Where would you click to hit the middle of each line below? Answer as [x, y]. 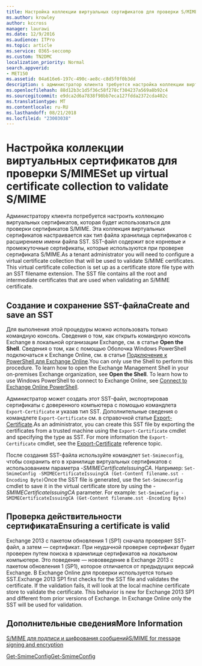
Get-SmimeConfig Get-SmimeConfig [51, 656]
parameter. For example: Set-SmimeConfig [127, 492]
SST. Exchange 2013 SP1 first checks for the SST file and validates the [93, 579]
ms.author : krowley [31, 17]
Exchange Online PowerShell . [43, 387]
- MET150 [17, 74]
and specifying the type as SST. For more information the [77, 437]
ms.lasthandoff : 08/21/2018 [41, 113]
